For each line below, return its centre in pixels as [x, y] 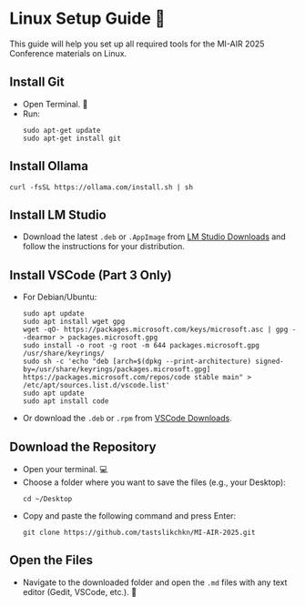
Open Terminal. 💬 [55, 104]
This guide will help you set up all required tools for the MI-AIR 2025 [137, 44]
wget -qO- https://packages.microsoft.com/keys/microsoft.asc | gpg [155, 330]
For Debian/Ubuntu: [60, 297]
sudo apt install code [66, 401]
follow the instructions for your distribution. [103, 247]
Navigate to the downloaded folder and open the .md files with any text [155, 582]
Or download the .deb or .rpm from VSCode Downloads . [127, 419]
